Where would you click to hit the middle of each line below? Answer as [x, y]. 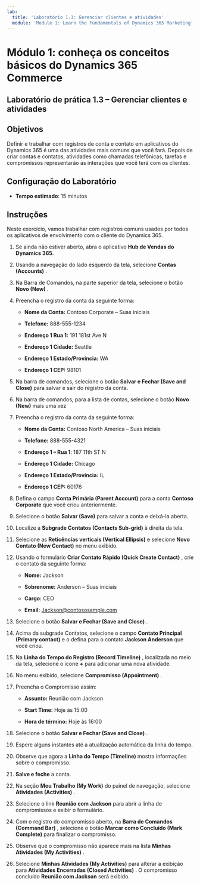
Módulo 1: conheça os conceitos [88, 52]
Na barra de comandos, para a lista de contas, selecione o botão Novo [102, 400]
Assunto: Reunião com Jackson [64, 699]
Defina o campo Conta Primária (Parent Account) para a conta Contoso [104, 499]
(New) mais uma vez [41, 406]
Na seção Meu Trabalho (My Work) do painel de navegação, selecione [103, 786]
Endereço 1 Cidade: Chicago [60, 464]
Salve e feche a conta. [43, 775]
